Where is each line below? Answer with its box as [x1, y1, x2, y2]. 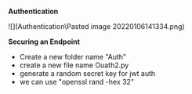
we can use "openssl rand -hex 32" [19, 78, 135, 86]
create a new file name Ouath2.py [19, 60, 129, 70]
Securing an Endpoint [8, 37, 81, 46]
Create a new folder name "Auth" [19, 52, 127, 61]
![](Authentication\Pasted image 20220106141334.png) [8, 22, 186, 31]
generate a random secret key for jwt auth [19, 69, 156, 78]
